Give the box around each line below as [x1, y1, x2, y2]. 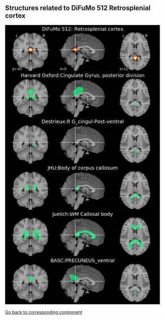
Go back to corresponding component [5, 309, 82, 315]
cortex [5, 12, 26, 20]
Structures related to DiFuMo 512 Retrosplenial [5, 4, 151, 12]
